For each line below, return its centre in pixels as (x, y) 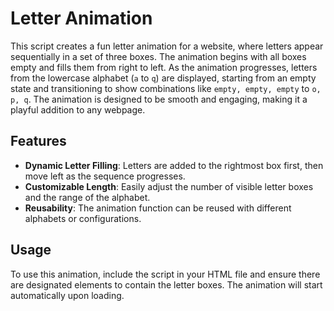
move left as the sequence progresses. (105, 176)
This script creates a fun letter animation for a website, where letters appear (167, 46)
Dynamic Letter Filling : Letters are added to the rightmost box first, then (174, 165)
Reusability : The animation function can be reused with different (158, 208)
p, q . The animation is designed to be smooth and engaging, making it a (159, 99)
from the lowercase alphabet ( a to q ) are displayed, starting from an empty (163, 78)
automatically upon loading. (67, 295)
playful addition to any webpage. (78, 109)
